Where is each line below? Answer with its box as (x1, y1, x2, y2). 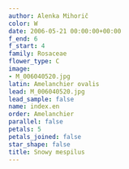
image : (8, 65, 31, 73)
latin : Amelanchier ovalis (8, 80, 100, 88)
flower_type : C (8, 58, 60, 66)
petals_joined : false (8, 132, 82, 141)
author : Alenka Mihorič (8, 11, 89, 20)
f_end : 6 (8, 34, 38, 43)
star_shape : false (8, 140, 71, 149)
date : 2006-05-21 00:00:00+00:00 (8, 27, 122, 35)
